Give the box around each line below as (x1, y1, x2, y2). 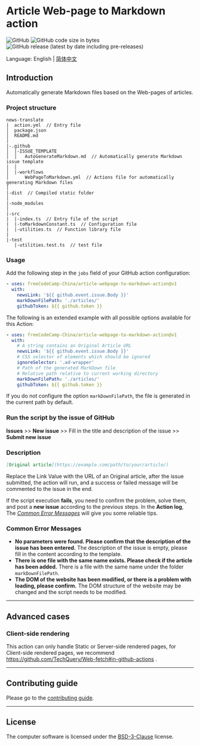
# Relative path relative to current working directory (17, 371, 159, 377)
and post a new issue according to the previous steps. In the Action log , (6, 503, 184, 510)
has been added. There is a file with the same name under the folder (14, 563, 184, 570)
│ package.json (6, 128, 46, 133)
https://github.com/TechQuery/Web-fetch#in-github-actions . (6, 655, 157, 663)
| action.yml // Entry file (6, 122, 82, 129)
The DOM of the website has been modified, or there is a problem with (14, 576, 192, 583)
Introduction (6, 73, 54, 83)
